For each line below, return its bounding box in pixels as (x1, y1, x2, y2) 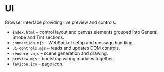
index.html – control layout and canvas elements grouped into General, (12, 29, 159, 35)
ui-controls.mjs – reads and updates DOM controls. (12, 45, 120, 51)
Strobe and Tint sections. (12, 34, 64, 40)
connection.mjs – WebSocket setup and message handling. (12, 39, 134, 45)
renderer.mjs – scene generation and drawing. (12, 50, 108, 56)
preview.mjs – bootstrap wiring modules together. (12, 55, 114, 61)
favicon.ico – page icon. (12, 61, 64, 67)
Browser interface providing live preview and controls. (5, 19, 116, 25)
